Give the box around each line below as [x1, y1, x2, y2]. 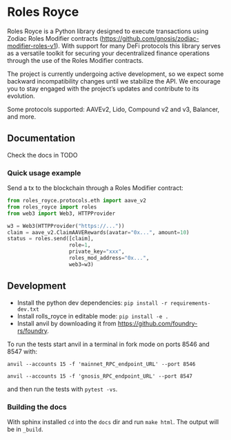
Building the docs [7, 402, 67, 412]
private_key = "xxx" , [68, 248, 125, 256]
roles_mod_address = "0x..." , [68, 255, 150, 262]
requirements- [170, 300, 211, 307]
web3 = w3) [68, 260, 94, 268]
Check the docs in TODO [7, 151, 78, 159]
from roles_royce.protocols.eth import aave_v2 [7, 198, 147, 204]
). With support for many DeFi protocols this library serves [55, 41, 221, 50]
